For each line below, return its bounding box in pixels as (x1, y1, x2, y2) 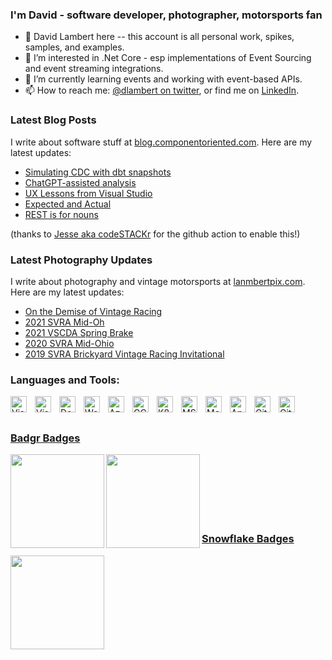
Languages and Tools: (10, 373, 120, 387)
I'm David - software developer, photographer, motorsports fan (10, 8, 323, 22)
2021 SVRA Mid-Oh (24, 316, 105, 328)
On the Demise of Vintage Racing (24, 305, 163, 317)
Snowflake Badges (201, 532, 295, 546)
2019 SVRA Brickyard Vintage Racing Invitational (24, 348, 225, 360)
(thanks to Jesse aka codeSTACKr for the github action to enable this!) (10, 228, 301, 240)
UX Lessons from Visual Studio (24, 187, 153, 199)
